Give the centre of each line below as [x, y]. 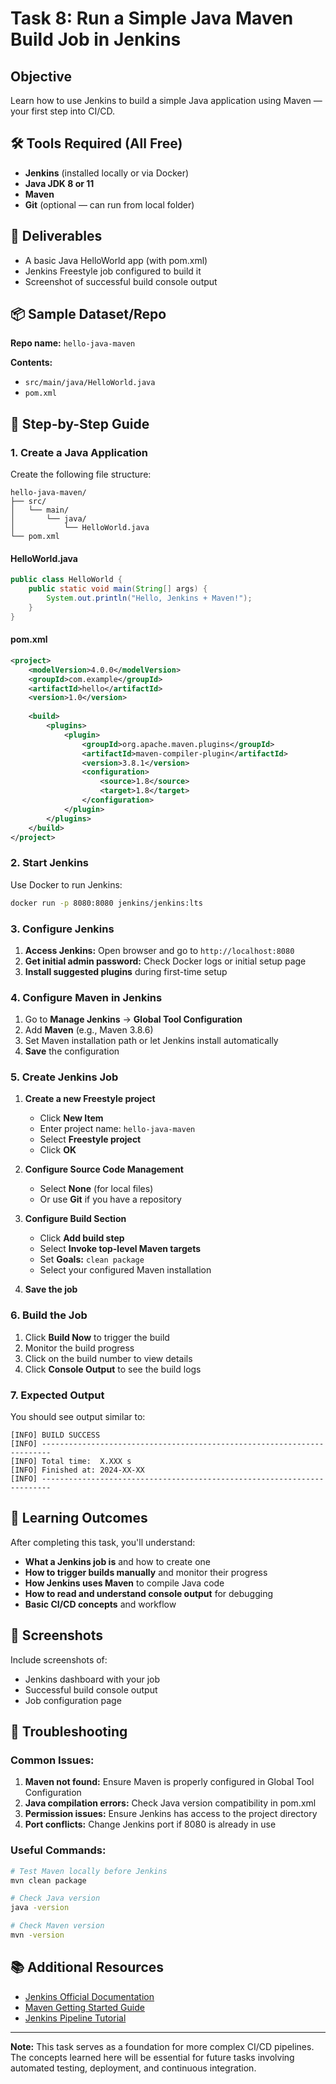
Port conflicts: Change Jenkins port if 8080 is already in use [150, 1824]
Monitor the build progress [79, 1348]
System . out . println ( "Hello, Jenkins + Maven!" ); [149, 598]
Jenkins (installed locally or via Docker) [107, 173]
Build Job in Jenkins [96, 39]
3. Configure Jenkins [62, 929]
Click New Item [71, 1118]
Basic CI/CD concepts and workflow [100, 1604]
